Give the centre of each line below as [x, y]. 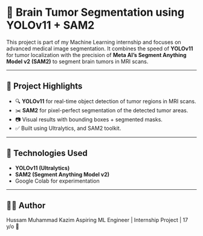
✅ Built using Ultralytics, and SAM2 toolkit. [68, 128]
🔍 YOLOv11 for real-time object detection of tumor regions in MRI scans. [105, 101]
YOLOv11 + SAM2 [50, 25]
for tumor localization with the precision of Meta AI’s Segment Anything [96, 55]
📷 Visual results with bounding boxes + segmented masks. [89, 119]
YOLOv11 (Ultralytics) [42, 168]
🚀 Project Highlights [44, 86]
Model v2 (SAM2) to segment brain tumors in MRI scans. [77, 61]
